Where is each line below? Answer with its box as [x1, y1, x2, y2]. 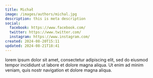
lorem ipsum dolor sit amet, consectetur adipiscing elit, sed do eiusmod [5, 57, 148, 62]
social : [5, 20, 21, 26]
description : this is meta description [5, 16, 86, 21]
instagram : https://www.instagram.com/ [9, 35, 90, 39]
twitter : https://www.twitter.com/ [9, 30, 82, 35]
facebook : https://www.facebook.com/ [9, 25, 86, 30]
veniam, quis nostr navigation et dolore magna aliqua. [5, 67, 112, 73]
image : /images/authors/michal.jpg [5, 12, 77, 17]
